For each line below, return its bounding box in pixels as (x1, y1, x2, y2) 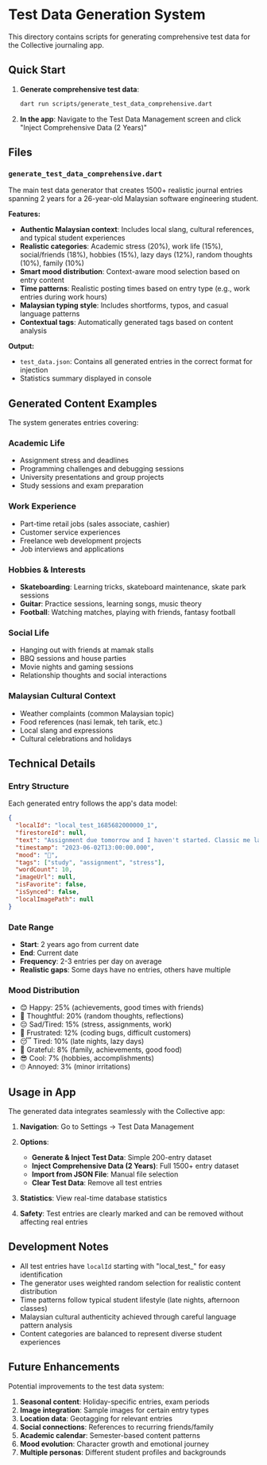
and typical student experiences (19, 233, 126, 243)
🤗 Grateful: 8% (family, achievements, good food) (19, 1045, 183, 1054)
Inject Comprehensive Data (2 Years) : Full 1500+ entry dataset (31, 1162, 239, 1171)
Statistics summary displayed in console (19, 373, 153, 383)
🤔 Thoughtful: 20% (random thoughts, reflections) (19, 1011, 184, 1021)
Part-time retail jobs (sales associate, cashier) (19, 519, 170, 528)
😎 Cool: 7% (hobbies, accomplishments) (19, 1053, 155, 1063)
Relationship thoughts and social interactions (19, 671, 167, 680)
